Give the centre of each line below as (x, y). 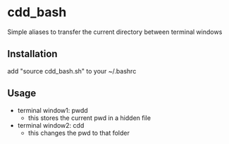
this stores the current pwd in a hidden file (89, 118)
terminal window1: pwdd (52, 110)
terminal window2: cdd (51, 125)
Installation (32, 54)
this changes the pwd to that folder (79, 133)
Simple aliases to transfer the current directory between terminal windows (115, 32)
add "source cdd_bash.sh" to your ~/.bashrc (72, 71)
